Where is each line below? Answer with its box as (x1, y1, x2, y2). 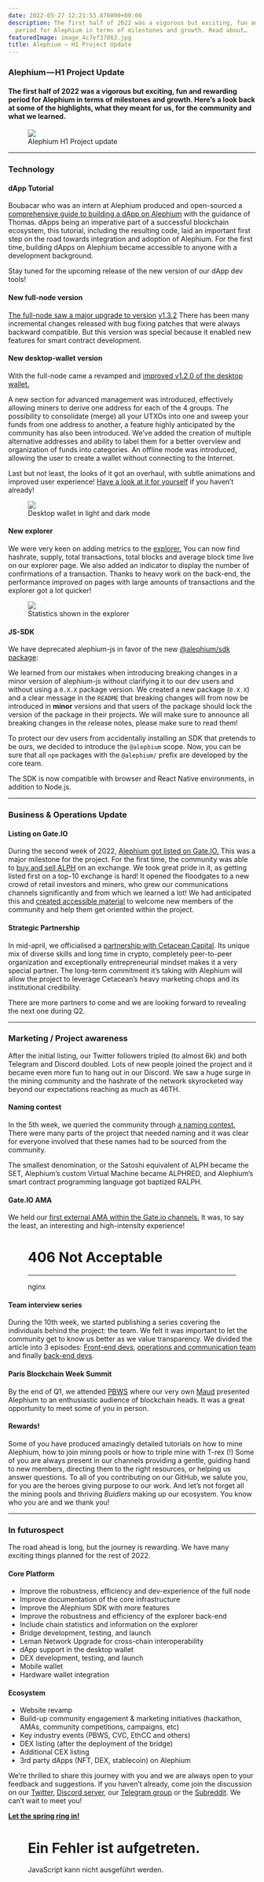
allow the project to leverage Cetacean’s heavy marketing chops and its (8, 974, 240, 983)
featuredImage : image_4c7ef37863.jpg (8, 33, 132, 42)
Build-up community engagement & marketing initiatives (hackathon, (19, 1714, 242, 1724)
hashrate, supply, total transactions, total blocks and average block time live (8, 552, 254, 562)
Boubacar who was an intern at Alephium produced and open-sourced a (8, 201, 243, 210)
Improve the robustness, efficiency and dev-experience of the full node (19, 1587, 251, 1596)
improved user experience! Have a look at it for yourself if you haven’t (8, 477, 234, 486)
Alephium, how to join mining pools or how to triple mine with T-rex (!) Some (8, 1447, 255, 1457)
